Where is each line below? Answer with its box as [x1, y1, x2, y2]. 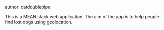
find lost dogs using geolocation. [5, 19, 73, 25]
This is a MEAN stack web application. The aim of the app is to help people [5, 14, 159, 19]
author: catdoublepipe [5, 4, 51, 10]
